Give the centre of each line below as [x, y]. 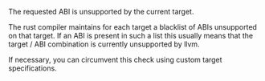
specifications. [33, 68]
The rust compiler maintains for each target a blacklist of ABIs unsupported [132, 27]
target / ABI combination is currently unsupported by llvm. [104, 44]
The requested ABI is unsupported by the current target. [101, 12]
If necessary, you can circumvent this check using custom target [115, 60]
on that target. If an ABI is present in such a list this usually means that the [131, 36]
